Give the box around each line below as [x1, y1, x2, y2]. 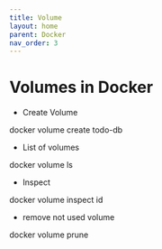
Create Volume [22, 107, 78, 118]
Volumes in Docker [9, 78, 154, 97]
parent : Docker [9, 30, 67, 39]
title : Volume [9, 13, 63, 23]
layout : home [9, 22, 58, 31]
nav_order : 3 [9, 38, 58, 48]
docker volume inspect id [9, 195, 103, 206]
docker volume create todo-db [9, 124, 123, 135]
